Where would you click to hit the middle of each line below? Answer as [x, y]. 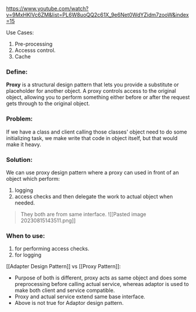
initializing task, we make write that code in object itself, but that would [92, 138]
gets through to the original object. [48, 103]
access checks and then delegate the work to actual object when [94, 196]
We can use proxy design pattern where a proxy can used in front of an [93, 172]
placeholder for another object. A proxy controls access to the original [91, 91]
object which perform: [33, 178]
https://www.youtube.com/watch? [47, 9]
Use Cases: [20, 32]
